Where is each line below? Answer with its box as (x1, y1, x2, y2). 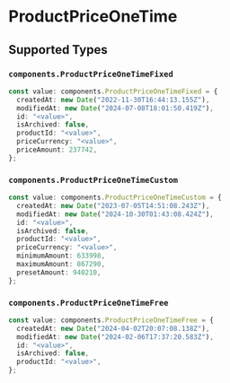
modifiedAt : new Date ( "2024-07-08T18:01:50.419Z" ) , (16, 103, 215, 113)
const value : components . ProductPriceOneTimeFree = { (8, 316, 215, 325)
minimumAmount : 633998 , (16, 251, 105, 261)
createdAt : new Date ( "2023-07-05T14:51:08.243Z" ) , (16, 201, 210, 210)
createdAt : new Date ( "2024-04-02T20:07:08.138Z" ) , (16, 324, 210, 333)
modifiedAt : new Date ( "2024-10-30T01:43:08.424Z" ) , (16, 209, 215, 219)
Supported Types (8, 42, 109, 57)
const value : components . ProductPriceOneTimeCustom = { (8, 193, 222, 203)
